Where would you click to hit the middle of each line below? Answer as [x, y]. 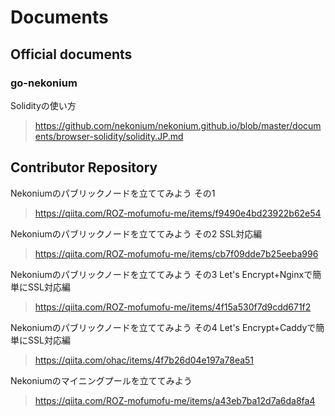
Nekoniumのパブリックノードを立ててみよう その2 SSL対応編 [136, 233]
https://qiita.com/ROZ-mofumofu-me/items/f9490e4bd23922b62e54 [178, 213]
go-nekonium [44, 83]
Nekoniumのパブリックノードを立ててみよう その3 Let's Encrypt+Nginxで [161, 274]
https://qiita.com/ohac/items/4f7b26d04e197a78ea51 [144, 360]
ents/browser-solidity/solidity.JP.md [109, 136]
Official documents [71, 54]
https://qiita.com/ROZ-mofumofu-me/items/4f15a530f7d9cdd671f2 [173, 307]
